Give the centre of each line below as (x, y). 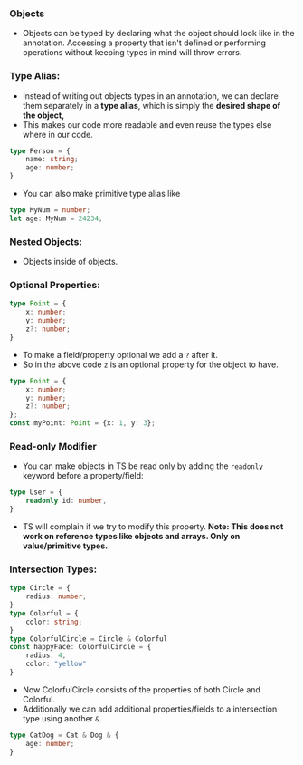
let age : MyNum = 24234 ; (56, 218)
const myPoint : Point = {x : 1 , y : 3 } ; (82, 423)
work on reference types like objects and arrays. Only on (131, 536)
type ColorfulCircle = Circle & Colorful (89, 639)
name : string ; (52, 160)
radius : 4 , (46, 655)
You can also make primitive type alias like (101, 194)
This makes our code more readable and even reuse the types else (147, 124)
